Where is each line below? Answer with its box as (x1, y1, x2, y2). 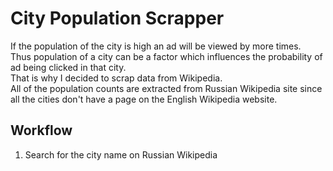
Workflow (10, 122, 73, 139)
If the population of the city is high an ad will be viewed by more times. (10, 40, 302, 52)
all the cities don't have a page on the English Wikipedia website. (10, 93, 278, 105)
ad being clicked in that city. (10, 61, 127, 73)
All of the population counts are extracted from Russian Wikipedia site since (10, 82, 323, 94)
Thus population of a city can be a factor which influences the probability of (10, 50, 323, 62)
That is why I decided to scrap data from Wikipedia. (10, 72, 223, 84)
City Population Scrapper (10, 7, 225, 30)
